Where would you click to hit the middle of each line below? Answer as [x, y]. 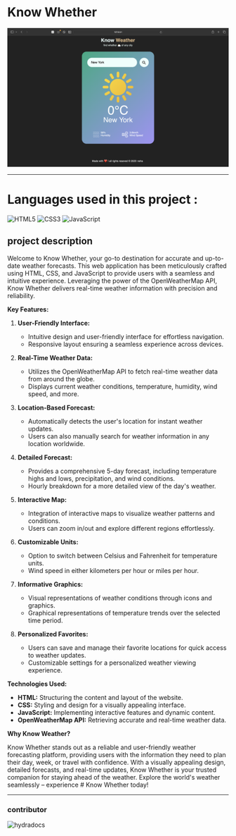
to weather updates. [57, 655]
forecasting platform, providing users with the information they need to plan [117, 754]
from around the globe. [61, 379]
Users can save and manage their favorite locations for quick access [127, 647]
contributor [27, 809]
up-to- [214, 258]
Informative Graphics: [50, 584]
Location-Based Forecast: [56, 407]
